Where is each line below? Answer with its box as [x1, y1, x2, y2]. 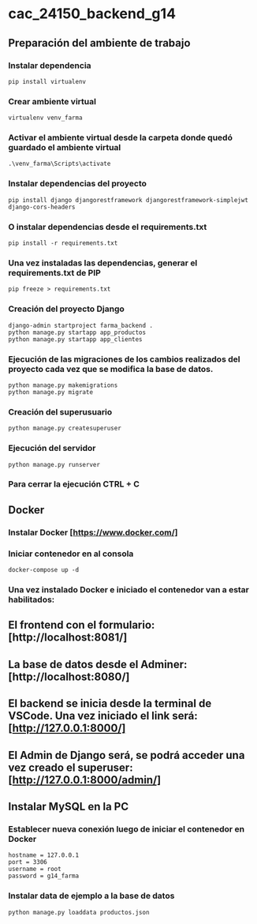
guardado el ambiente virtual [8, 142, 121, 153]
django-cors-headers [8, 203, 76, 211]
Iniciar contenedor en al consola [8, 548, 134, 559]
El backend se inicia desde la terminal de [8, 697, 212, 711]
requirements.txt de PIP [8, 267, 101, 278]
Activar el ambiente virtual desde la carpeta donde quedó [8, 132, 233, 143]
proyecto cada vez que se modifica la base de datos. [8, 363, 214, 374]
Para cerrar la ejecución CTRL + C [8, 479, 140, 490]
